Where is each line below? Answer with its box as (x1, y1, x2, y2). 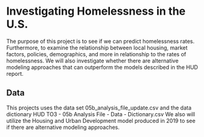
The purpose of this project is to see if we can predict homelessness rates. (6, 37, 195, 45)
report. (6, 70, 24, 77)
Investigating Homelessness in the (6, 4, 186, 18)
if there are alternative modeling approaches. (6, 124, 120, 131)
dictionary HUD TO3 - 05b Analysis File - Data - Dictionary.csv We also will (6, 110, 195, 117)
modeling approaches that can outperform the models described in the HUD (6, 63, 199, 71)
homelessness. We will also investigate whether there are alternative (6, 57, 179, 64)
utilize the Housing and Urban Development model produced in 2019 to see (6, 117, 195, 124)
